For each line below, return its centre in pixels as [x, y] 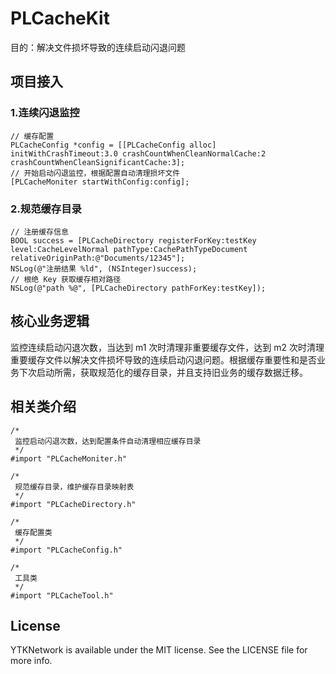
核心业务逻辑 [50, 321]
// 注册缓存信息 [39, 232]
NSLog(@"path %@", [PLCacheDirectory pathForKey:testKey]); [138, 288]
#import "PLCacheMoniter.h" [69, 458]
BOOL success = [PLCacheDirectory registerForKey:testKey [133, 240]
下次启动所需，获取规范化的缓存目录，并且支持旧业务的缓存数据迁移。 [163, 372]
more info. [31, 661]
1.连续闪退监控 [45, 113]
